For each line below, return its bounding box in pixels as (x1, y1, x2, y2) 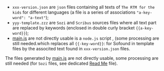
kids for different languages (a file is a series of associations (12, 9, 136, 15)
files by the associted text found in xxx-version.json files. (12, 46, 130, 51)
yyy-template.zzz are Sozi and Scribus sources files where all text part (12, 20, 157, 25)
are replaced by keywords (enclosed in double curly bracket (12, 25, 135, 31)
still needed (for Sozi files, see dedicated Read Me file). (5, 61, 118, 66)
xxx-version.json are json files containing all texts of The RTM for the (12, 4, 155, 10)
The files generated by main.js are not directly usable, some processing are (5, 55, 159, 61)
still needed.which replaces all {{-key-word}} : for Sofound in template (12, 41, 155, 46)
